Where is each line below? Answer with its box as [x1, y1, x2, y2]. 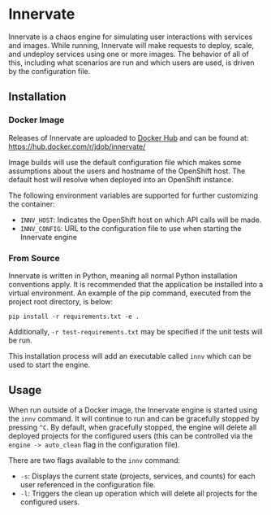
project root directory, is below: [8, 296, 114, 306]
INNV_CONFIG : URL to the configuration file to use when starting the [19, 223, 242, 233]
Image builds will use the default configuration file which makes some [8, 157, 242, 167]
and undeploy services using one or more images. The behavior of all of [8, 49, 249, 59]
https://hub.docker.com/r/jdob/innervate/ [8, 142, 146, 151]
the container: [8, 199, 55, 208]
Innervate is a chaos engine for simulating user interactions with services [8, 32, 253, 41]
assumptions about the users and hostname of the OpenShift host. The [8, 166, 246, 176]
